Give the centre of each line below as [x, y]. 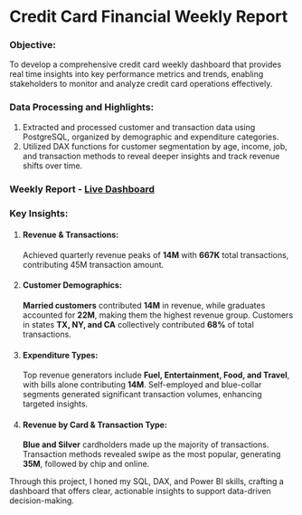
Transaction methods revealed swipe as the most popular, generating [151, 454]
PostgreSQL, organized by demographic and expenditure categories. [151, 137]
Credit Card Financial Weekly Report [149, 17]
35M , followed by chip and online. [86, 464]
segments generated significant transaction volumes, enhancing [142, 395]
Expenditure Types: [60, 355]
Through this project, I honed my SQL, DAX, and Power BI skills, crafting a [147, 482]
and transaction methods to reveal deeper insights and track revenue [151, 156]
